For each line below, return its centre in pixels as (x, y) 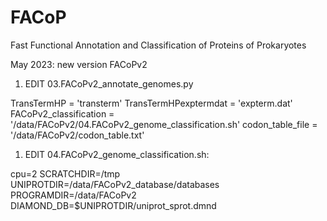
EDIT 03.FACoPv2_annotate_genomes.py (109, 83)
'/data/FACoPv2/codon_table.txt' (77, 135)
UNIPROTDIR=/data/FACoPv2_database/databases (115, 184)
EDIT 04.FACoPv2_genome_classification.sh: (117, 154)
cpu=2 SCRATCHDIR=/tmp (65, 173)
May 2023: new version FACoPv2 (79, 64)
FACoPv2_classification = (62, 113)
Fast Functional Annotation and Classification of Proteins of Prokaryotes (158, 45)
